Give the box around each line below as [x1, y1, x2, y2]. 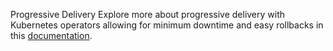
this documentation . [10, 30, 93, 41]
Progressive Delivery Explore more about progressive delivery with [10, 9, 286, 20]
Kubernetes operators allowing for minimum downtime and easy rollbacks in [10, 19, 324, 31]
